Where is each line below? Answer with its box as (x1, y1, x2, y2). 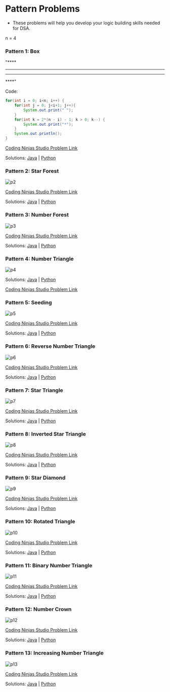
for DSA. (12, 25, 30, 31)
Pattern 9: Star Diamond (5, 475, 66, 482)
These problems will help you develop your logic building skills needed (12, 20, 160, 26)
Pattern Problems (5, 3, 80, 15)
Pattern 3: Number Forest (5, 211, 69, 218)
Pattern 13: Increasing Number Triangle (5, 649, 104, 657)
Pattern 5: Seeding (5, 299, 52, 306)
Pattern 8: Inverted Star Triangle (5, 430, 86, 438)
